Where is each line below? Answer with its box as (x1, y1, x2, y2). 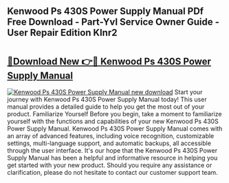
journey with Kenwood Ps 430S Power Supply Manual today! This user (7, 96, 208, 103)
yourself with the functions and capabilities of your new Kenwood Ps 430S (7, 117, 219, 125)
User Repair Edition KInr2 (7, 27, 118, 39)
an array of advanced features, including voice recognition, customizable (7, 132, 215, 140)
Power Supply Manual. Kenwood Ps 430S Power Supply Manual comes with (7, 125, 223, 133)
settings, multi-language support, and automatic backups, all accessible (7, 139, 212, 147)
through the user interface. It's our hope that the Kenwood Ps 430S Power (7, 147, 218, 154)
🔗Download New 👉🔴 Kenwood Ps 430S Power (7, 55, 212, 67)
